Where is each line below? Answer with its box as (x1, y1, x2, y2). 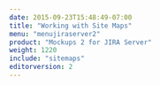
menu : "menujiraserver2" (9, 29, 101, 38)
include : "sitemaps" (9, 54, 86, 63)
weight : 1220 (9, 46, 57, 55)
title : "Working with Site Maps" (9, 21, 133, 30)
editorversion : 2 (9, 63, 73, 72)
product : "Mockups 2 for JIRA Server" (9, 37, 152, 47)
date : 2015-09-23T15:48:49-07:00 (9, 12, 133, 22)
